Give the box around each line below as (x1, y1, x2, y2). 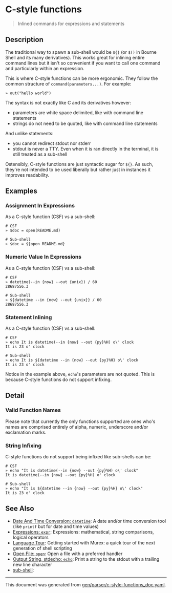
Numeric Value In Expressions (5, 253, 82, 261)
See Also (5, 504, 34, 513)
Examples (5, 187, 37, 196)
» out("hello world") (5, 91, 52, 96)
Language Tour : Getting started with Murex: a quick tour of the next (12, 539, 155, 546)
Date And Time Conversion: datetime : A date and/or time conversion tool (12, 518, 166, 524)
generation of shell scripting (12, 545, 73, 551)
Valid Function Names (5, 407, 61, 414)
